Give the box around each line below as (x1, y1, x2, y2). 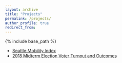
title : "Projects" (5, 12, 42, 16)
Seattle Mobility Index (12, 48, 56, 54)
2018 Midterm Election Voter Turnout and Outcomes (12, 53, 117, 59)
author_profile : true (5, 20, 49, 26)
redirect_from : (5, 25, 36, 30)
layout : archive (5, 7, 38, 12)
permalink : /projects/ (5, 16, 51, 21)
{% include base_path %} (5, 38, 57, 44)
